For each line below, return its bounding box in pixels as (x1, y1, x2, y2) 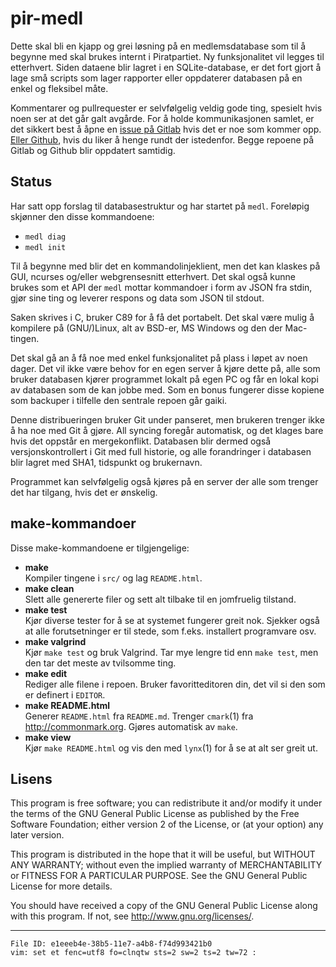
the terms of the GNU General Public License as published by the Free (10, 808, 300, 820)
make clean (24, 582, 75, 594)
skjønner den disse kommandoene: (10, 210, 155, 222)
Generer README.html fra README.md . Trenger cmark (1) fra (24, 710, 254, 722)
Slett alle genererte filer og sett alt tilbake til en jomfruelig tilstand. (24, 593, 297, 605)
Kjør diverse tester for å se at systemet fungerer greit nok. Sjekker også (24, 614, 320, 626)
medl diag (24, 232, 67, 242)
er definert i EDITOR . (24, 688, 106, 701)
